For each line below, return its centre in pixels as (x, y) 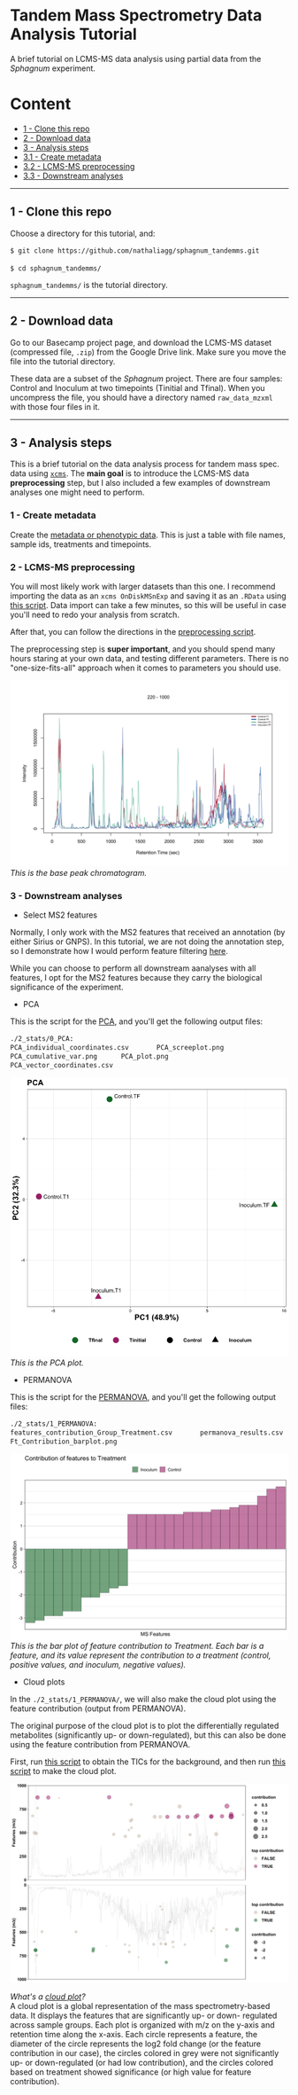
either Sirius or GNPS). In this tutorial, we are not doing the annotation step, (147, 942)
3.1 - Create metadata (62, 157)
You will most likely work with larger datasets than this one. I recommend (143, 586)
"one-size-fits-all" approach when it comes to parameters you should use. (145, 668)
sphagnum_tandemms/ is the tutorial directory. (89, 285)
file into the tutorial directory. (63, 361)
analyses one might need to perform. (77, 492)
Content (41, 104)
